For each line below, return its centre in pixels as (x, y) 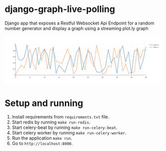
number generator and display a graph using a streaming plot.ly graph (77, 28)
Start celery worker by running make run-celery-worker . (69, 133)
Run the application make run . (42, 138)
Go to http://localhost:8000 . (42, 143)
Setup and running (44, 103)
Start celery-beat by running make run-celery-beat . (65, 127)
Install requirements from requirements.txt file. (61, 117)
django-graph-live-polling (60, 9)
